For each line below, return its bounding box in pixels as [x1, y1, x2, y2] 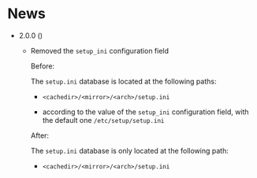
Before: [30, 61, 55, 71]
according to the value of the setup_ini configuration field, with [42, 107, 249, 117]
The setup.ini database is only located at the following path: [30, 146, 229, 155]
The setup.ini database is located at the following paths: [30, 76, 217, 86]
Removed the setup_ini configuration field [30, 46, 169, 55]
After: [30, 131, 49, 140]
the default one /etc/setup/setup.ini [42, 115, 165, 124]
